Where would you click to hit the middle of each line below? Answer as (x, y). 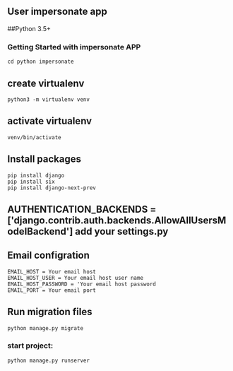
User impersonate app (57, 12)
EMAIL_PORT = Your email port (52, 290)
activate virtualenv (50, 121)
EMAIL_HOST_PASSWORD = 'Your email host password (82, 284)
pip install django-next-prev (52, 188)
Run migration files (50, 312)
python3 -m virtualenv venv (49, 99)
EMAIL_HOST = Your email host (52, 271)
